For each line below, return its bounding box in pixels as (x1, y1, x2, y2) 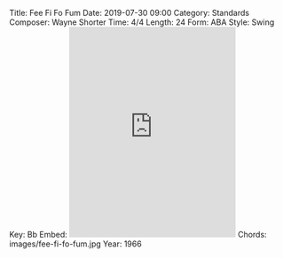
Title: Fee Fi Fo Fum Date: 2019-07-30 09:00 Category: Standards (9, 8, 250, 18)
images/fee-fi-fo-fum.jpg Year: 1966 (9, 238, 142, 249)
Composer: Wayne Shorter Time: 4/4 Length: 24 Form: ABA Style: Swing (9, 17, 275, 27)
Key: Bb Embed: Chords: (9, 230, 268, 239)
